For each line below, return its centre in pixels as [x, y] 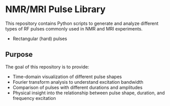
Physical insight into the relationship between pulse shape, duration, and [89, 93]
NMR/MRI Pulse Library [55, 9]
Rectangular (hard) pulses [40, 39]
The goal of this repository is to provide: [47, 66]
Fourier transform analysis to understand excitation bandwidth [78, 82]
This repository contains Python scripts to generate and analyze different [82, 23]
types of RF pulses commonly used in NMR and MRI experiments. [74, 28]
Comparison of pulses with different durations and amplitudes [77, 87]
